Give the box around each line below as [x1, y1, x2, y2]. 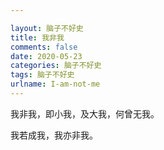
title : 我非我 [10, 32, 65, 43]
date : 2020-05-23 [10, 51, 83, 61]
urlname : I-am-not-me [10, 79, 101, 90]
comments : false [10, 42, 78, 52]
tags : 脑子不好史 [10, 70, 75, 80]
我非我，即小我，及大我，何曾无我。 [10, 107, 160, 120]
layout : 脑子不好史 [10, 23, 84, 33]
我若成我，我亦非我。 [10, 129, 98, 141]
